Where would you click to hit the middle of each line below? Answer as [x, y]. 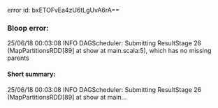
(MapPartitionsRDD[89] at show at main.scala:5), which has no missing [109, 51]
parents [18, 58]
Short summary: [31, 74]
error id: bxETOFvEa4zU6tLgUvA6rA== [64, 10]
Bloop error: [28, 28]
